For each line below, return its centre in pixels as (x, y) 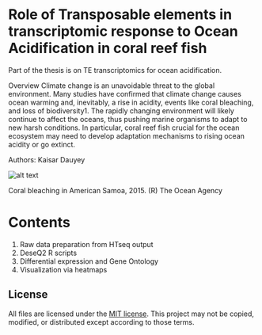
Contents (40, 223)
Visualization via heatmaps (63, 269)
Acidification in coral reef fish (108, 48)
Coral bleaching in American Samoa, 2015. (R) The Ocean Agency (116, 190)
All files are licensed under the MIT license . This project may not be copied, (131, 314)
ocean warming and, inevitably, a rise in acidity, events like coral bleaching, (131, 102)
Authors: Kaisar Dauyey (47, 159)
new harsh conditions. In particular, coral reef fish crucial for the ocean (124, 128)
